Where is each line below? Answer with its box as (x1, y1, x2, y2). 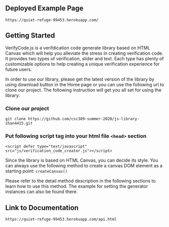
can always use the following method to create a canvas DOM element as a (5, 163, 163, 169)
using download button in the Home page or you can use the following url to (5, 81, 164, 88)
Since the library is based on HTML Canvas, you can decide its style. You (5, 157, 158, 164)
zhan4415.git (5, 121, 33, 126)
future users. (5, 66, 32, 72)
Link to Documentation (5, 203, 79, 212)
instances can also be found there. (5, 188, 78, 195)
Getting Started (5, 31, 55, 40)
